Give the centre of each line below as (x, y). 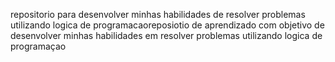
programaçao (38, 46)
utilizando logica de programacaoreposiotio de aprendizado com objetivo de (167, 25)
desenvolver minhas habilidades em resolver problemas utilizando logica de (166, 35)
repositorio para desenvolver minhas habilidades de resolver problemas (158, 14)
